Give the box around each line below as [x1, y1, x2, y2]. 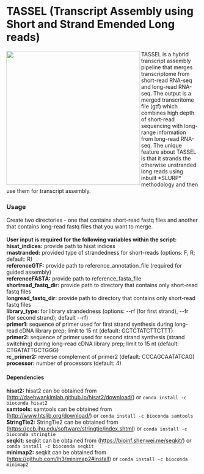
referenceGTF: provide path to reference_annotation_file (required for [6, 262, 182, 269]
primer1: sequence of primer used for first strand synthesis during [6, 320, 173, 328]
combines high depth [141, 109, 195, 116]
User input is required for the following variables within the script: [6, 236, 177, 243]
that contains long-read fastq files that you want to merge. [6, 223, 153, 230]
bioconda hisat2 [6, 400, 48, 407]
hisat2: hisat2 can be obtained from [6, 387, 97, 394]
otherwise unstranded [141, 161, 197, 168]
